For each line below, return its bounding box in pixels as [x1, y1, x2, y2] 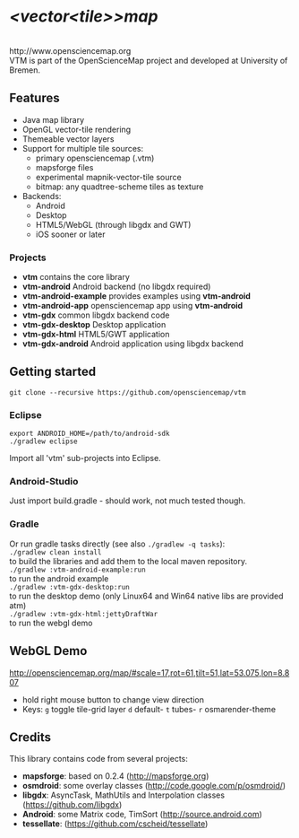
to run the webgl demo [9, 617, 93, 628]
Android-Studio [9, 476, 79, 488]
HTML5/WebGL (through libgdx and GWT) [35, 219, 192, 230]
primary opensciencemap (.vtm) [35, 153, 155, 163]
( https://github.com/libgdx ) [21, 799, 123, 810]
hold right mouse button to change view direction [21, 694, 204, 705]
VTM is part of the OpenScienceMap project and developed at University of [9, 55, 288, 65]
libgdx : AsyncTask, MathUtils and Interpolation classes [21, 790, 226, 800]
